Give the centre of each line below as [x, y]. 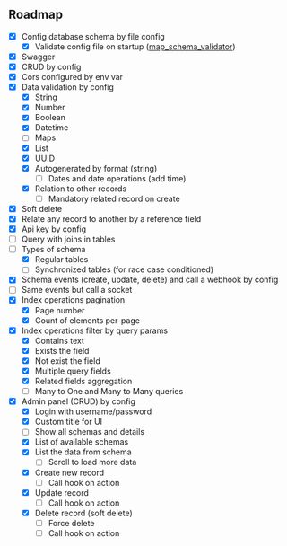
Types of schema [53, 250]
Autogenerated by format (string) [96, 168]
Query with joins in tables [68, 239]
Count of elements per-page [87, 320]
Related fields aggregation [83, 381]
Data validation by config [67, 87]
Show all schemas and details [90, 432]
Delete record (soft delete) [84, 513]
